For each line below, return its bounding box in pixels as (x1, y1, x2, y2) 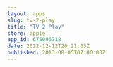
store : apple (7, 29, 46, 37)
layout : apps (7, 10, 46, 17)
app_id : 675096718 (7, 36, 61, 43)
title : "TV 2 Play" (7, 23, 65, 30)
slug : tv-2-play (7, 17, 55, 24)
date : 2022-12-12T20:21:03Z (7, 43, 90, 50)
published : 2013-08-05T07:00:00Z (7, 50, 106, 57)
